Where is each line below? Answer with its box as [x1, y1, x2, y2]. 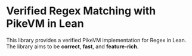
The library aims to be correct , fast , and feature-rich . [6, 43, 139, 50]
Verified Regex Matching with [6, 4, 156, 18]
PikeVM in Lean [6, 17, 85, 30]
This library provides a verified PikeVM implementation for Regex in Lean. [6, 36, 187, 43]
